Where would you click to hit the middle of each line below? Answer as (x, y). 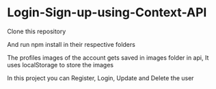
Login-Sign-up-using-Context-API (107, 13)
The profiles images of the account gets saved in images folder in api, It (108, 57)
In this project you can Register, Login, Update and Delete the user (100, 78)
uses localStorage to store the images (60, 65)
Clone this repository (37, 31)
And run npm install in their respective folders (71, 44)
